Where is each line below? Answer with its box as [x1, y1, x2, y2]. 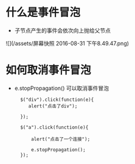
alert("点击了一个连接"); [30, 136, 91, 142]
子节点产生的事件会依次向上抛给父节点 [14, 27, 111, 34]
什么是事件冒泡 [5, 5, 81, 19]
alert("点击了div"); [28, 103, 78, 109]
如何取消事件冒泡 [5, 63, 92, 77]
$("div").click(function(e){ [20, 97, 94, 103]
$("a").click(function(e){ [20, 124, 89, 131]
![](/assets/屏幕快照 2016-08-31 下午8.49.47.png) [5, 39, 129, 47]
